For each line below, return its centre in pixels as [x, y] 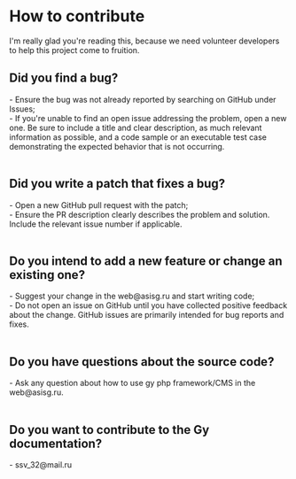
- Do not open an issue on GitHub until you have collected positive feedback [148, 305]
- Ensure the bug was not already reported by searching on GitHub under [143, 99]
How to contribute [77, 16]
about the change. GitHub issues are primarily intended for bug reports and [147, 315]
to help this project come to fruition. [74, 50]
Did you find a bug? [64, 78]
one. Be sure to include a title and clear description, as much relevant [136, 127]
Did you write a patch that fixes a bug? [117, 184]
